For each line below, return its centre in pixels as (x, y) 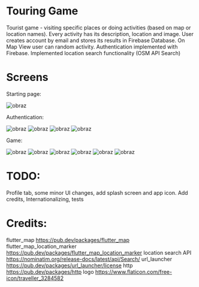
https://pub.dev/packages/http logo (50, 271)
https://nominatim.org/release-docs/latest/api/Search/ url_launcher (89, 259)
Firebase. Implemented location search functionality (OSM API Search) (94, 53)
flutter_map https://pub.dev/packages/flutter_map (68, 240)
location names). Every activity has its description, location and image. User (100, 34)
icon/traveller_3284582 (35, 278)
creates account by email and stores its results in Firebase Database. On (96, 40)
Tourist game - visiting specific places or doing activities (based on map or (99, 28)
